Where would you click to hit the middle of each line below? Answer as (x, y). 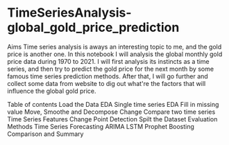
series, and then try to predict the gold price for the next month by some (110, 69)
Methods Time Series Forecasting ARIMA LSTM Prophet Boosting (101, 126)
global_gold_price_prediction (93, 27)
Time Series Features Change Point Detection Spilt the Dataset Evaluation (112, 119)
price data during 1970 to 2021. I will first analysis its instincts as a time (108, 61)
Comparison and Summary (45, 134)
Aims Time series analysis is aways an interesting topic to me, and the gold (114, 46)
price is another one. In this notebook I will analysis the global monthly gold (115, 54)
